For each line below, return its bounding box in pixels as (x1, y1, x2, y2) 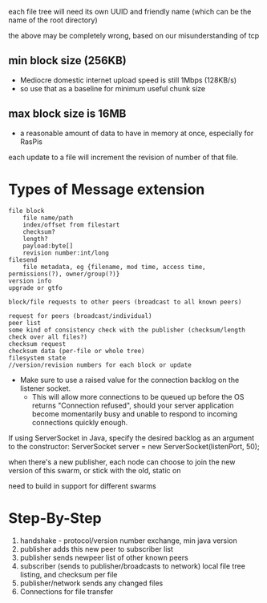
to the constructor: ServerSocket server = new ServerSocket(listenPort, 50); (8, 441, 260, 451)
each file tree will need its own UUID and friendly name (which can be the (8, 7, 252, 16)
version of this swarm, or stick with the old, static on (8, 465, 181, 475)
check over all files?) (8, 332, 88, 341)
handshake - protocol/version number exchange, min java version (19, 536, 238, 545)
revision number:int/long (22, 248, 110, 257)
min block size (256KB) (8, 54, 127, 67)
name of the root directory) (8, 15, 98, 25)
